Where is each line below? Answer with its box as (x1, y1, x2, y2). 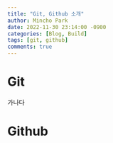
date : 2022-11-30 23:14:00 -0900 (7, 23, 107, 30)
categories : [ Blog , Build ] (7, 30, 87, 38)
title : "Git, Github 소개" (7, 10, 85, 18)
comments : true (7, 43, 53, 50)
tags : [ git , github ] (7, 37, 69, 44)
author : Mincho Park (7, 17, 69, 24)
